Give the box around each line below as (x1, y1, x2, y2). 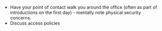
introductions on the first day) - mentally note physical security (10, 9, 141, 15)
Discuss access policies (10, 20, 61, 26)
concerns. (10, 15, 31, 20)
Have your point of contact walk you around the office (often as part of (10, 4, 157, 10)
